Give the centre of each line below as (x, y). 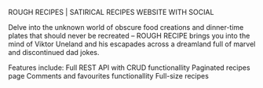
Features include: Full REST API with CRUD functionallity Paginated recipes (129, 68)
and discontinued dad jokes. (54, 52)
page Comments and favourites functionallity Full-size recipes (109, 76)
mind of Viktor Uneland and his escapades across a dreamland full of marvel (132, 44)
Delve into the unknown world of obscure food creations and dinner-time (126, 27)
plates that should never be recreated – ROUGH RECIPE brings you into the (129, 36)
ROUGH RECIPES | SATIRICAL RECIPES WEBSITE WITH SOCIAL (111, 12)
